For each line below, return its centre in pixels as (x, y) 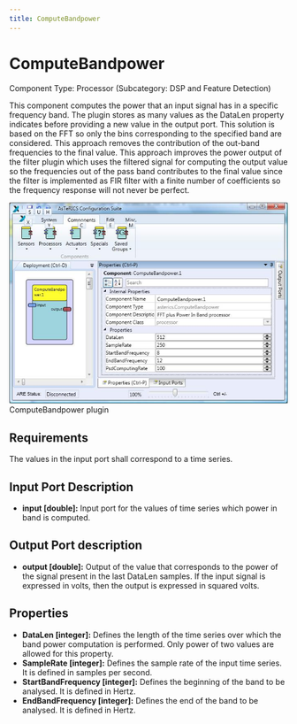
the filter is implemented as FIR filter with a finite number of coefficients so (145, 181)
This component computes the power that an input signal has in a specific (144, 105)
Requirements (49, 438)
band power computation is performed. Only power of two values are (148, 644)
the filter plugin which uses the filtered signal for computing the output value (148, 162)
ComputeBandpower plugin (59, 410)
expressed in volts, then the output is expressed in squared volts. (141, 585)
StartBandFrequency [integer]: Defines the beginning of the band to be (153, 682)
